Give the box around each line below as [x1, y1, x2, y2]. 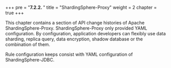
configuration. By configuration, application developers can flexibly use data [5, 31, 166, 36]
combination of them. [5, 41, 51, 48]
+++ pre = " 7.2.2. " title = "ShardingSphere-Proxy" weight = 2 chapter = [5, 5, 157, 10]
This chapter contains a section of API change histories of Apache [5, 20, 144, 26]
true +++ [5, 10, 25, 16]
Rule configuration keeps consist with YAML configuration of [5, 51, 133, 57]
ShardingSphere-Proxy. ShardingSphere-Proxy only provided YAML [5, 25, 148, 31]
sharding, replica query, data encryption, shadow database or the [5, 36, 143, 42]
